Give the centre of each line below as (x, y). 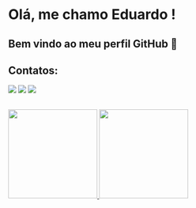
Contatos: (33, 70)
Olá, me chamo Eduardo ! (92, 15)
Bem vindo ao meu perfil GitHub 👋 (93, 44)
